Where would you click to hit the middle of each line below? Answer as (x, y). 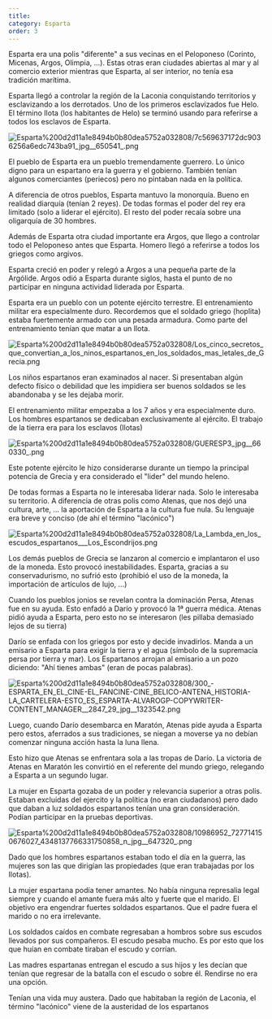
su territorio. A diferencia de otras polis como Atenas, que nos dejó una (128, 501)
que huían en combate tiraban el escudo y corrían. (93, 949)
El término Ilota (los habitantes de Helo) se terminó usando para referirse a (133, 113)
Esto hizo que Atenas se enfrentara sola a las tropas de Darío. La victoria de (135, 758)
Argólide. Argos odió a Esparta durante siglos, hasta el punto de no (121, 278)
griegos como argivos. (46, 254)
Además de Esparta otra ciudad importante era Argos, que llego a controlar (134, 237)
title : (19, 16)
